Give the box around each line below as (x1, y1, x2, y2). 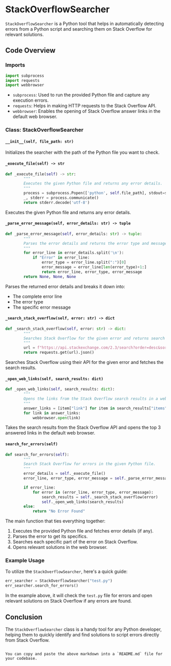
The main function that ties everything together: (5, 518, 106, 524)
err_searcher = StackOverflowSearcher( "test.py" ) (5, 579, 113, 584)
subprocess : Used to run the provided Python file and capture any (12, 92, 150, 98)
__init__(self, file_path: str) (5, 139, 74, 144)
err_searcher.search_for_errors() (5, 583, 79, 588)
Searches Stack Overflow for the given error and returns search (23, 336, 165, 341)
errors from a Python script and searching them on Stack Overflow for (5, 26, 153, 32)
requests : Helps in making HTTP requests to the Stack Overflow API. (12, 103, 157, 109)
